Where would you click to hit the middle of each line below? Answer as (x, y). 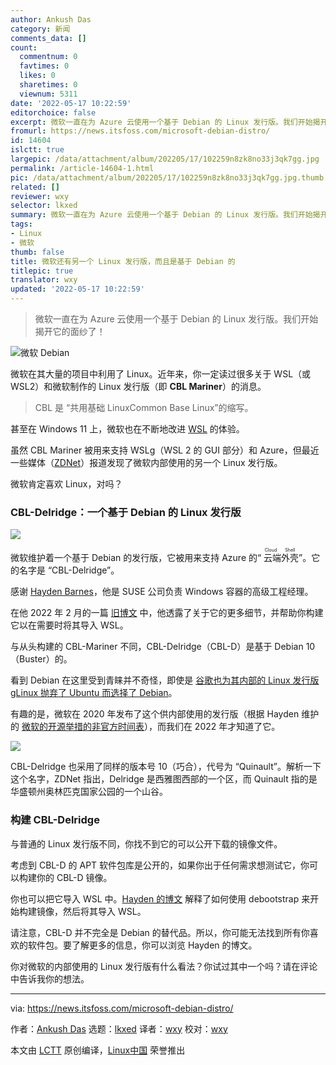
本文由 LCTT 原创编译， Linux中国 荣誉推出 (98, 1050)
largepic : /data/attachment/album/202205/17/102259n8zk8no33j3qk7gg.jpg (165, 159)
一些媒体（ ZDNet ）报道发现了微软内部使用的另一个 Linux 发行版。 (146, 462)
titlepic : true (42, 271)
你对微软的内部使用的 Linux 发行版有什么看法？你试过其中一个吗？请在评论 (164, 966)
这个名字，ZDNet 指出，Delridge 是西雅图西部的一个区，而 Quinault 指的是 (164, 779)
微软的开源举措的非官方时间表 (83, 727)
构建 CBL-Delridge (55, 820)
